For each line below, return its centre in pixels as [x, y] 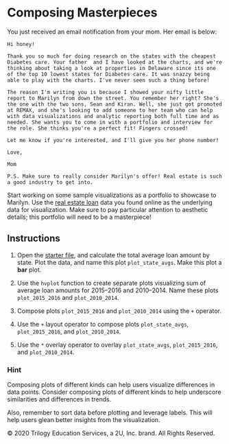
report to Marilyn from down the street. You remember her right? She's [113, 98]
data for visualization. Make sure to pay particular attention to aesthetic [108, 209]
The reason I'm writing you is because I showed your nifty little [106, 92]
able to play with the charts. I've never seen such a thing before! [109, 80]
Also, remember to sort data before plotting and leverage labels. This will [110, 412]
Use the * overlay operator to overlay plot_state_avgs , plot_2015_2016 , [117, 344]
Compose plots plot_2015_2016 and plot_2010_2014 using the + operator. [119, 311]
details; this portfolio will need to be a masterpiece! [79, 217]
